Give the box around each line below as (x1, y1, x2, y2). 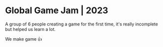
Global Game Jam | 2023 (5, 5, 108, 16)
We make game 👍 (5, 36, 42, 42)
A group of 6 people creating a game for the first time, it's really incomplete (5, 21, 159, 27)
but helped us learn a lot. (5, 26, 56, 32)
